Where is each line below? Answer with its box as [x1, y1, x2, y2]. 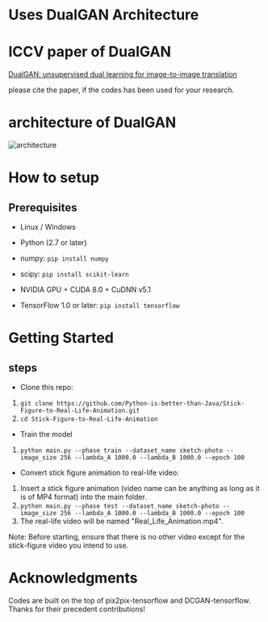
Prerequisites [8, 201, 77, 214]
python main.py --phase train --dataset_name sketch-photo [19, 446, 224, 455]
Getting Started [8, 329, 115, 347]
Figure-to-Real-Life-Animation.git [19, 407, 140, 415]
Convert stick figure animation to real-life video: [19, 468, 179, 478]
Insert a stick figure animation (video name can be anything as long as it [19, 484, 260, 493]
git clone [19, 400, 54, 408]
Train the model [19, 429, 73, 439]
